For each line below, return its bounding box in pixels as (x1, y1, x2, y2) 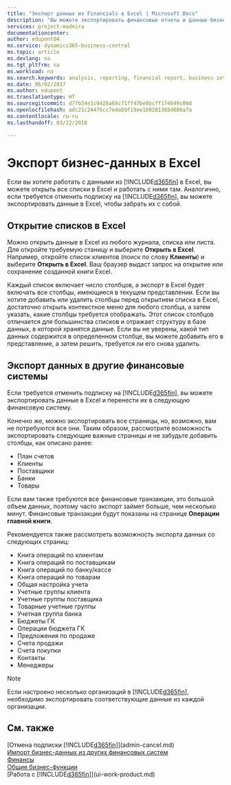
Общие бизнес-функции (7, 762, 78, 771)
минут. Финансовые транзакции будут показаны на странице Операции (7, 510, 220, 518)
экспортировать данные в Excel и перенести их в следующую (7, 396, 190, 405)
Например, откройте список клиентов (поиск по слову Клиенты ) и (7, 253, 205, 261)
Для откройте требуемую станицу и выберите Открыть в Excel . (7, 246, 196, 254)
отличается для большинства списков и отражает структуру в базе (7, 318, 206, 326)
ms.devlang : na (7, 55, 51, 62)
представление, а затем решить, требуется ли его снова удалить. (7, 340, 201, 348)
